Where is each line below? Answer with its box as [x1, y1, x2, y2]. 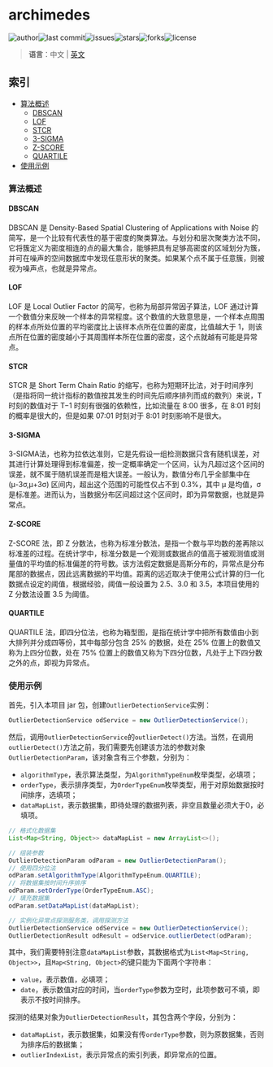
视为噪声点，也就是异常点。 [8, 263, 102, 273]
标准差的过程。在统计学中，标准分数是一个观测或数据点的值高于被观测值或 [8, 548, 258, 558]
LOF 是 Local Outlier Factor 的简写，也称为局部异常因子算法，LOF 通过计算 [8, 302, 258, 311]
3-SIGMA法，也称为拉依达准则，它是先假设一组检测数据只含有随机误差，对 [8, 449, 260, 459]
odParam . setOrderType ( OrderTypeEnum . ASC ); [8, 886, 154, 895]
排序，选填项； [27, 790, 78, 800]
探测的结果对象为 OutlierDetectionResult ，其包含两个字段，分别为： [8, 1013, 238, 1022]
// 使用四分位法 [8, 864, 56, 872]
